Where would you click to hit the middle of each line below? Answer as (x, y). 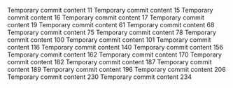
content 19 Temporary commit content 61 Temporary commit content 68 (111, 25)
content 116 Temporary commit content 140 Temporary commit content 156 (115, 47)
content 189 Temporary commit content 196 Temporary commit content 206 (116, 69)
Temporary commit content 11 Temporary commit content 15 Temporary (110, 10)
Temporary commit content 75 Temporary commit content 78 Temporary (112, 32)
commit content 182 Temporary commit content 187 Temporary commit (110, 62)
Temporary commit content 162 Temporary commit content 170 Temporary (115, 54)
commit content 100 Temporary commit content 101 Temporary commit (109, 40)
